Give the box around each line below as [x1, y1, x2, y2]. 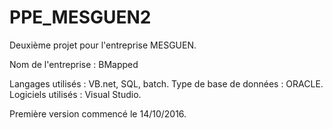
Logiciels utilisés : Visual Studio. [9, 88, 142, 100]
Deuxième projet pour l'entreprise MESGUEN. [9, 39, 197, 51]
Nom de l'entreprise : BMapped [9, 58, 139, 70]
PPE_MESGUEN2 [9, 6, 152, 29]
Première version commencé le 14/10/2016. [9, 107, 187, 120]
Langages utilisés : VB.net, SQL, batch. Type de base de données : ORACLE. [9, 77, 324, 90]
